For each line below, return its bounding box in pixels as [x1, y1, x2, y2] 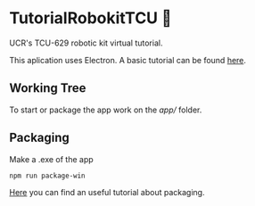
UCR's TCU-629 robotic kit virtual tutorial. [9, 37, 163, 48]
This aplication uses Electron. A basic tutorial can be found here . [9, 54, 247, 65]
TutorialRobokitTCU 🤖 [9, 8, 172, 29]
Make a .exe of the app [9, 153, 94, 164]
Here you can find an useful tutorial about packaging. [9, 187, 205, 198]
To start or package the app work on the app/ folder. [9, 104, 202, 115]
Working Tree [9, 80, 86, 96]
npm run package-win [9, 171, 86, 180]
